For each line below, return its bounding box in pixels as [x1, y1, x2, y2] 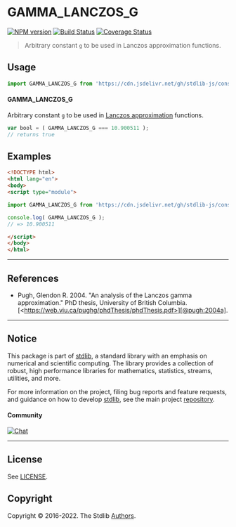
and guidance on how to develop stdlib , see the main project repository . [7, 395, 216, 403]
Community [7, 411, 43, 419]
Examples [7, 150, 51, 162]
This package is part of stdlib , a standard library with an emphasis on [7, 351, 207, 360]
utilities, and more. [7, 374, 61, 382]
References [7, 272, 59, 285]
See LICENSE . [7, 472, 48, 481]
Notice [7, 333, 37, 345]
